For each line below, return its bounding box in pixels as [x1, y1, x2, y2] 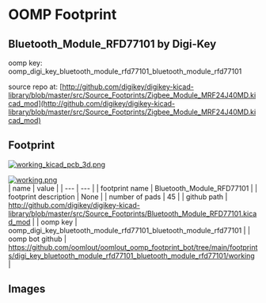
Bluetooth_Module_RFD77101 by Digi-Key [8, 37, 217, 51]
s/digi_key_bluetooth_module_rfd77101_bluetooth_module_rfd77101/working [8, 251, 255, 260]
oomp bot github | [8, 234, 67, 244]
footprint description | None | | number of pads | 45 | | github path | [8, 192, 228, 201]
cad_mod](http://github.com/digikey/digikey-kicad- [8, 99, 176, 108]
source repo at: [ [8, 82, 63, 91]
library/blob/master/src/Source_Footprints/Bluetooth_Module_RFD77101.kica [8, 209, 257, 218]
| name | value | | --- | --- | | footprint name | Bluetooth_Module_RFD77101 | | [8, 183, 258, 193]
